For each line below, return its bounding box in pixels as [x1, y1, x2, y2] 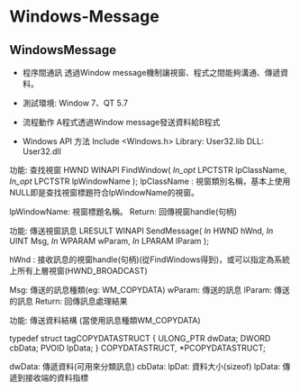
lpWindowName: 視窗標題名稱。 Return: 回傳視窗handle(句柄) [9, 206, 237, 217]
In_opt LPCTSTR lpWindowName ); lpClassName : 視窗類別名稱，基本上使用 [9, 176, 291, 186]
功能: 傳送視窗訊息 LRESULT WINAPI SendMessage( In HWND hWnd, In [9, 225, 274, 236]
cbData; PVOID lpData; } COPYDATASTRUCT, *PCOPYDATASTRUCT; [9, 342, 266, 353]
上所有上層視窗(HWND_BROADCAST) [9, 266, 149, 276]
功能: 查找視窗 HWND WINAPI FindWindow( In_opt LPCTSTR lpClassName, [9, 165, 287, 175]
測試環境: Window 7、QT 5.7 [22, 97, 129, 108]
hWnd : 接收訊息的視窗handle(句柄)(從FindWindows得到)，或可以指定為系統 [9, 254, 291, 265]
